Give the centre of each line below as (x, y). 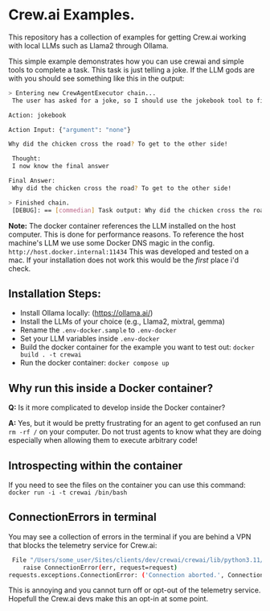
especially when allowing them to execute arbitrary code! (103, 440)
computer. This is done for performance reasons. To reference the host (126, 234)
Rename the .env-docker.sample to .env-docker (98, 330)
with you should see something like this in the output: (96, 78)
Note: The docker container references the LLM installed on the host (122, 225)
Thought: (27, 159)
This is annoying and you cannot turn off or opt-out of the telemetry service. (135, 590)
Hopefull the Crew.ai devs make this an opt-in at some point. (108, 599)
